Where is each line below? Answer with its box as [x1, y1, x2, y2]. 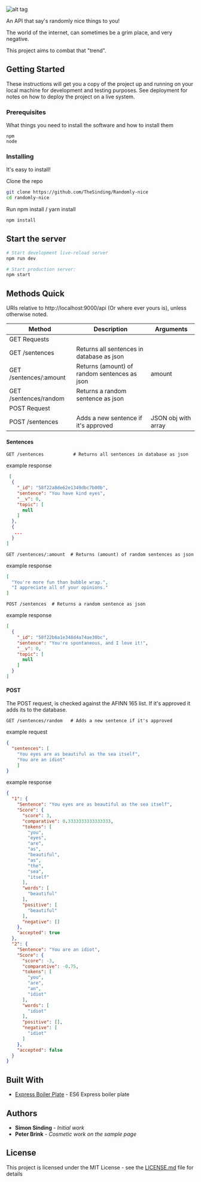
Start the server [6, 234, 67, 244]
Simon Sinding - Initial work [14, 1124, 85, 1131]
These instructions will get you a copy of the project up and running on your [6, 80, 193, 87]
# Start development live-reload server [6, 250, 109, 256]
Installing [6, 152, 34, 161]
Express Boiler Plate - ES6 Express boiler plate [14, 1091, 130, 1098]
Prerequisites [6, 108, 46, 116]
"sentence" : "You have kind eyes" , [17, 490, 106, 496]
